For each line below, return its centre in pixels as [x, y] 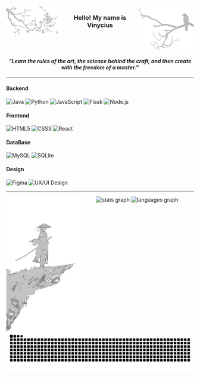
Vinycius [100, 25]
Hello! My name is [100, 17]
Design [15, 169]
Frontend [18, 115]
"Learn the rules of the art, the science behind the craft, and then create [100, 61]
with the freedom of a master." [100, 67]
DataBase [18, 142]
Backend [17, 88]
